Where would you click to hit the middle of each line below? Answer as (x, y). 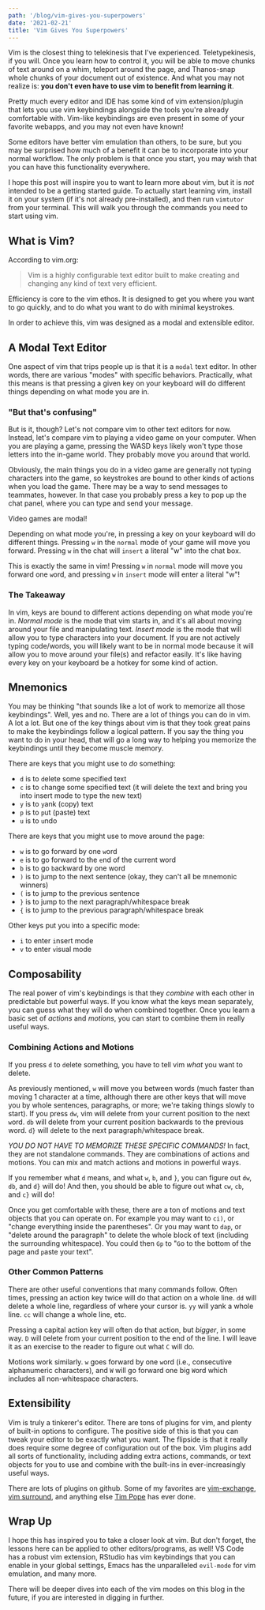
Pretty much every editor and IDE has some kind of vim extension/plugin (126, 102)
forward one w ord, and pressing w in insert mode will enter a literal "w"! (124, 574)
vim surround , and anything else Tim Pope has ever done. (102, 1496)
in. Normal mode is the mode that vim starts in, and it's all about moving (125, 620)
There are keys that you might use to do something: (92, 764)
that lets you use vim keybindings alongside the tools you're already (118, 110)
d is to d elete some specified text (73, 779)
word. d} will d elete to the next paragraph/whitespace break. (106, 1130)
